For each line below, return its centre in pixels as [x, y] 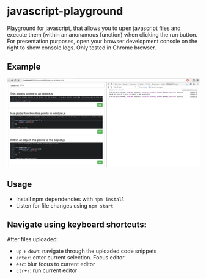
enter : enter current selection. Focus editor [70, 258]
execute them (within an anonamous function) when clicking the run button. [102, 34]
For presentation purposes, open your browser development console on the [102, 41]
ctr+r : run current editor [46, 270]
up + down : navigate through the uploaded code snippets [86, 251]
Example [24, 67]
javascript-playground [65, 11]
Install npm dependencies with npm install [70, 199]
